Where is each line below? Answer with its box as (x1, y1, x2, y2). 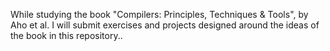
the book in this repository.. (10, 30, 123, 41)
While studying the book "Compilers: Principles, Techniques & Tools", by (10, 9, 309, 20)
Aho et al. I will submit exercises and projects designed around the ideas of (10, 19, 320, 31)
